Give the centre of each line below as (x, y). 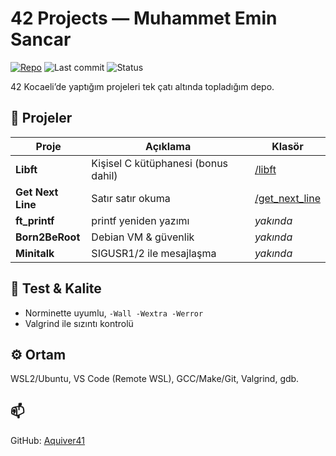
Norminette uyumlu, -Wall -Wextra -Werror (114, 313)
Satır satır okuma (131, 198)
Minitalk (35, 253)
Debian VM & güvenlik (143, 237)
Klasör (287, 146)
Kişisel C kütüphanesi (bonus (160, 163)
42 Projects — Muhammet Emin (144, 18)
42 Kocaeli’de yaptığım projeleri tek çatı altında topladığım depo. (142, 86)
